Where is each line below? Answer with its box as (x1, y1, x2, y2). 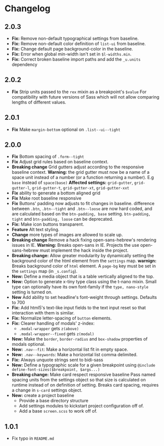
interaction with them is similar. (11, 310, 75, 316)
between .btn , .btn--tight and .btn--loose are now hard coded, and (11, 206, 153, 211)
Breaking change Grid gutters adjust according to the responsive (11, 164, 144, 170)
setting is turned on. (11, 289, 53, 295)
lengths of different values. (11, 99, 67, 105)
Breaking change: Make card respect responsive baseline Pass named (11, 371, 156, 378)
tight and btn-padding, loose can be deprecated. (11, 216, 113, 222)
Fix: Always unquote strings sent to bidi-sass (11, 357, 104, 363)
